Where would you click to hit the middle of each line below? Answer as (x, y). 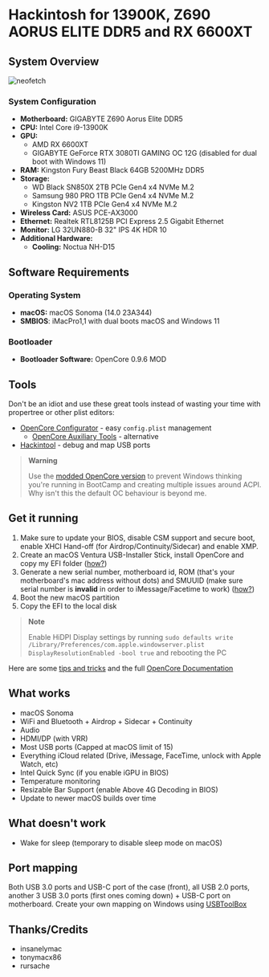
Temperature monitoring (60, 781)
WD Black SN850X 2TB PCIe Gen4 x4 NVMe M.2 (113, 187)
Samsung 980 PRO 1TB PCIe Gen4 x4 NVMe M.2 (113, 196)
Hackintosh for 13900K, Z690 (110, 15)
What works (39, 693)
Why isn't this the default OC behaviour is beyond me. (117, 493)
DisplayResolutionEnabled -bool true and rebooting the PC (127, 653)
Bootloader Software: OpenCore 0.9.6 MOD (93, 360)
